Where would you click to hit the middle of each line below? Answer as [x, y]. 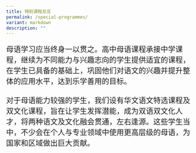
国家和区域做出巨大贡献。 [50, 143]
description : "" [26, 28]
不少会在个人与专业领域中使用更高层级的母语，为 [105, 133]
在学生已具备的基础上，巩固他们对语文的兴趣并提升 [94, 71]
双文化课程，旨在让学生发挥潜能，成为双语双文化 [91, 112]
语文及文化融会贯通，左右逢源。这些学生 [113, 122]
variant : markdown [29, 22]
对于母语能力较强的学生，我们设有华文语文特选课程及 [98, 101]
